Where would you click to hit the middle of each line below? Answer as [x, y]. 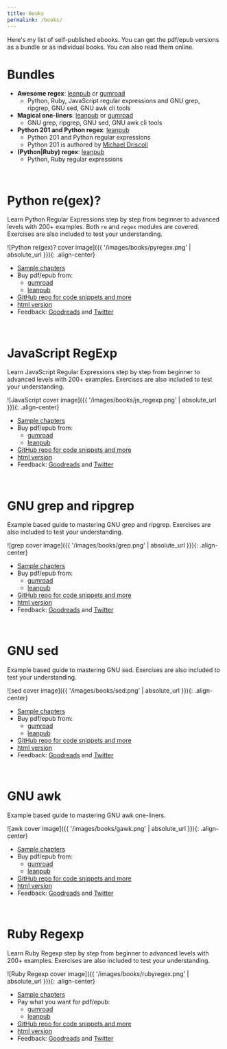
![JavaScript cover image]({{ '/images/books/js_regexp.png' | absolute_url [112, 400]
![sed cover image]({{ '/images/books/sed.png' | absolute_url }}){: [100, 691]
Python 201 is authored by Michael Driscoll [88, 144]
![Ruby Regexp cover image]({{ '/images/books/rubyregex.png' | [98, 974]
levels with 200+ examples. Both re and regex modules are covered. [103, 227]
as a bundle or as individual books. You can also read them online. [100, 47]
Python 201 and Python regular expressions [89, 138]
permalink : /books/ [35, 20]
